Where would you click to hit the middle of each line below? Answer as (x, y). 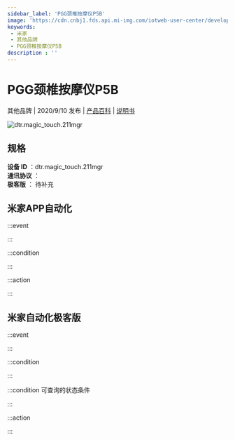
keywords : (22, 27)
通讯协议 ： (23, 175)
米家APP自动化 (40, 209)
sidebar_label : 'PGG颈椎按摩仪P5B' (57, 14)
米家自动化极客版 (44, 318)
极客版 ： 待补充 (30, 184)
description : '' (33, 53)
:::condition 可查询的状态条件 (49, 390)
